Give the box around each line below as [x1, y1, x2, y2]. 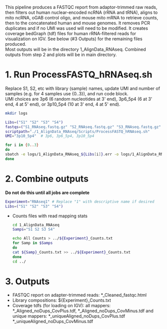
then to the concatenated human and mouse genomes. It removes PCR [5, 20, 150, 26]
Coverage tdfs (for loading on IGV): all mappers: [12, 303, 111, 309]
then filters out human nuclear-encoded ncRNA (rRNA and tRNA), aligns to [5, 9, 158, 15]
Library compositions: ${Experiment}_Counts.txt [12, 297, 111, 303]
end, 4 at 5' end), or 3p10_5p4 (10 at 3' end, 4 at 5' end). [5, 101, 121, 107]
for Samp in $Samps [12, 241, 53, 246]
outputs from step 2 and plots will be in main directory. [5, 52, 117, 58]
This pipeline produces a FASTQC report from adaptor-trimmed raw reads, [5, 4, 158, 10]
